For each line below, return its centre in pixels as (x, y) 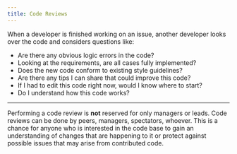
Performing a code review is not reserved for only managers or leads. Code (117, 113)
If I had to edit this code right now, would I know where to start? (110, 85)
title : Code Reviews (38, 14)
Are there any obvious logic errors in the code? (86, 55)
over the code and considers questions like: (71, 41)
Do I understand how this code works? (73, 93)
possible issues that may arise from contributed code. (86, 143)
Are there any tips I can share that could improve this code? (104, 78)
